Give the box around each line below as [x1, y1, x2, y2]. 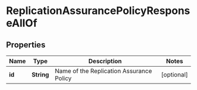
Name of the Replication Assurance [55, 67, 152, 75]
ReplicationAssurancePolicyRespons [6, 4, 191, 18]
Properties [6, 40, 46, 50]
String [31, 71, 49, 78]
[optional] [161, 71, 188, 78]
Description [88, 57, 122, 65]
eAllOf [6, 16, 38, 30]
